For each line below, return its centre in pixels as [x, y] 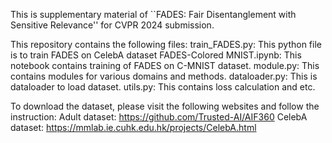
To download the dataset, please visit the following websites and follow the [165, 106]
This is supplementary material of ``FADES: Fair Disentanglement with [153, 14]
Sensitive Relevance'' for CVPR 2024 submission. [112, 25]
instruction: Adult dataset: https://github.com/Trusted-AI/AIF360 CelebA [159, 117]
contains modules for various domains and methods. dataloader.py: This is [164, 76]
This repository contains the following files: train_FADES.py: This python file [166, 44]
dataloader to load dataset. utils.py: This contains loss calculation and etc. [163, 87]
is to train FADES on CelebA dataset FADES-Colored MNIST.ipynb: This [156, 55]
